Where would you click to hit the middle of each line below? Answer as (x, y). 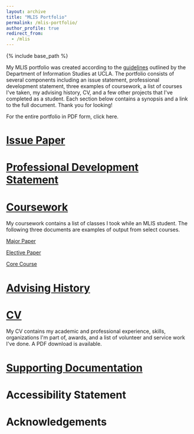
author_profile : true (33, 28)
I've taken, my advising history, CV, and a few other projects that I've (89, 93)
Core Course (22, 264)
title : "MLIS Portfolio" (37, 17)
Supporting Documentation (74, 368)
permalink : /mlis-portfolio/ (42, 22)
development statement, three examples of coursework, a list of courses (94, 86)
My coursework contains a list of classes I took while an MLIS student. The (97, 224)
